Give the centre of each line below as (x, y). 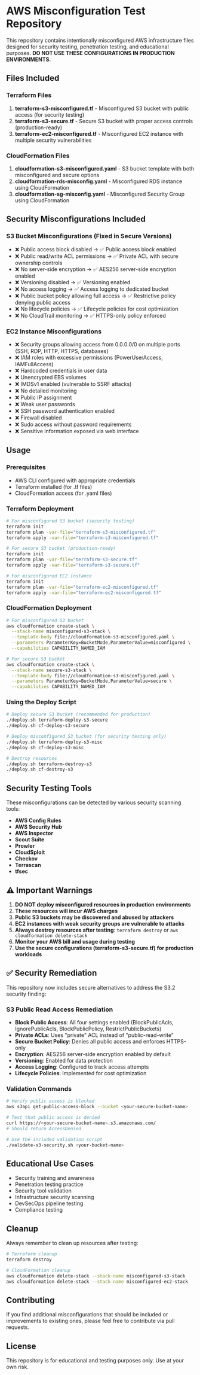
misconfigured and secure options (57, 175)
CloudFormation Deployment (49, 608)
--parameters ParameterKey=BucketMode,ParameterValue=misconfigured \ (101, 643)
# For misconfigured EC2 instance (49, 576)
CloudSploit (30, 852)
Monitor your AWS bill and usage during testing (75, 941)
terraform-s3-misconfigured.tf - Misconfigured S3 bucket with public (102, 108)
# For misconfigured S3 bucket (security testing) (70, 521)
